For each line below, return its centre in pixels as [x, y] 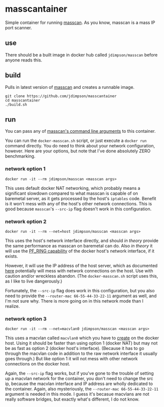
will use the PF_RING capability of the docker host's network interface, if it [80, 251]
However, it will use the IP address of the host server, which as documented [81, 265]
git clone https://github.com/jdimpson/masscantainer [61, 96]
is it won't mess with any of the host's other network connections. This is [79, 203]
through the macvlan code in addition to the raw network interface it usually [81, 354]
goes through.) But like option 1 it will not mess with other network [72, 359]
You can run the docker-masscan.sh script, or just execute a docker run [76, 141]
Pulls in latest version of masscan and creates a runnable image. [70, 87]
